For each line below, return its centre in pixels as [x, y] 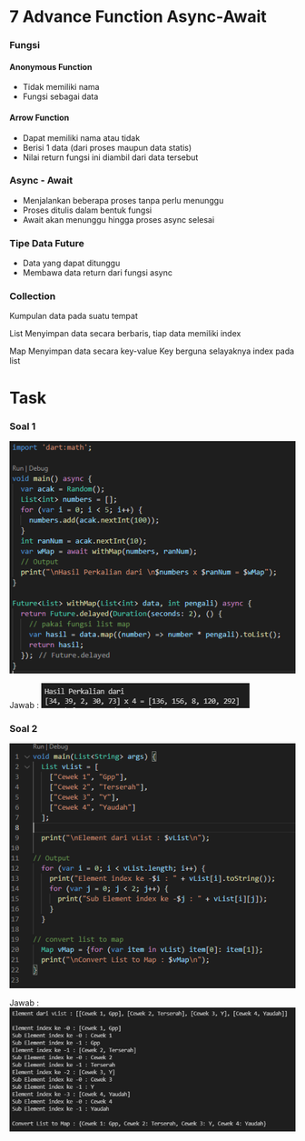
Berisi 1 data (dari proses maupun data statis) [107, 147]
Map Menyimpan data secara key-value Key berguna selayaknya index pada [152, 351]
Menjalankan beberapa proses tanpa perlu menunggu [123, 200]
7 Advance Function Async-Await [138, 17]
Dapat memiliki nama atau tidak [81, 137]
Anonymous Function [51, 66]
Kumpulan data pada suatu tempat [74, 316]
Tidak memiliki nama [61, 87]
